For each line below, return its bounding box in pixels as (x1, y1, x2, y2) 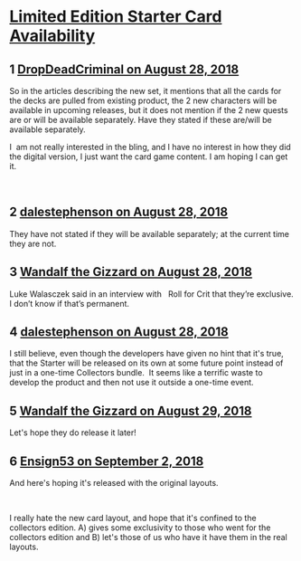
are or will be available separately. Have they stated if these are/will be (9, 115, 273, 125)
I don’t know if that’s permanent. (9, 298, 129, 309)
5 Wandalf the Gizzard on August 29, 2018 (9, 403, 252, 418)
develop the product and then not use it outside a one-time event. (9, 377, 255, 388)
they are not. (9, 238, 57, 249)
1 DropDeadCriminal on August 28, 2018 (9, 62, 240, 77)
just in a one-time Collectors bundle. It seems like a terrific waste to (9, 367, 264, 378)
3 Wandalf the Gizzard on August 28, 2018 (9, 264, 253, 280)
